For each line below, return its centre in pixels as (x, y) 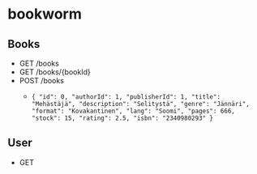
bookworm (45, 14)
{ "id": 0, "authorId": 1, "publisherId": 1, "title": (126, 97)
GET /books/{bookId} (55, 72)
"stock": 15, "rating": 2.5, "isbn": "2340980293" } (122, 118)
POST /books (41, 81)
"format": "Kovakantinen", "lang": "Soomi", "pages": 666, (133, 111)
